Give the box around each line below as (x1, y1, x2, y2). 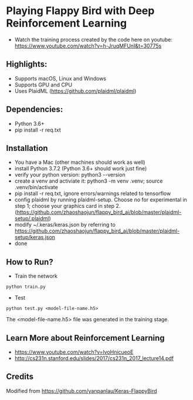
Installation (6, 143, 48, 153)
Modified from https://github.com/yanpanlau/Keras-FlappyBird (6, 387, 157, 394)
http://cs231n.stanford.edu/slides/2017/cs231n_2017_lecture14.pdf (14, 355, 174, 362)
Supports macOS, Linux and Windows (14, 75, 107, 82)
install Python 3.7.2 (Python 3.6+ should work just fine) (14, 165, 147, 172)
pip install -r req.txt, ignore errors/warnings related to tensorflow (14, 190, 171, 197)
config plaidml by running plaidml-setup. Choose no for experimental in (14, 196, 188, 203)
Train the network (14, 273, 57, 280)
